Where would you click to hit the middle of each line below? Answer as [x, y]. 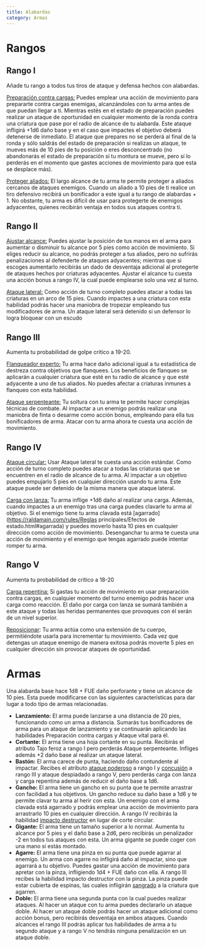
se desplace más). [30, 169]
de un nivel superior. [32, 618]
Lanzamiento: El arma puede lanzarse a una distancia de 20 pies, [98, 716]
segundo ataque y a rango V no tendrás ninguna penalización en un [101, 930]
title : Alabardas [28, 12]
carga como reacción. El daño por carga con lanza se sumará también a [97, 604]
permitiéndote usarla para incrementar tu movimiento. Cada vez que [92, 636]
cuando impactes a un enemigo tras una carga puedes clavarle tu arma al [99, 506]
